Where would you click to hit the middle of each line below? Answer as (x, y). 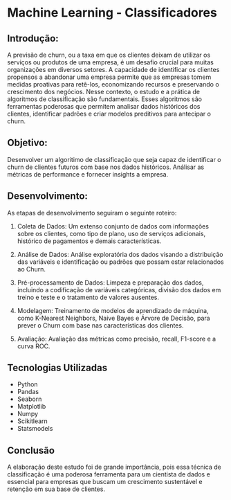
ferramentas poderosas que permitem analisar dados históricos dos (104, 106)
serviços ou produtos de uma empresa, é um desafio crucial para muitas (111, 62)
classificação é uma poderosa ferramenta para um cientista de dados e (109, 474)
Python (27, 384)
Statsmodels (35, 429)
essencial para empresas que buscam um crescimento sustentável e (105, 482)
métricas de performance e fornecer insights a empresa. (88, 174)
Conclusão (31, 450)
